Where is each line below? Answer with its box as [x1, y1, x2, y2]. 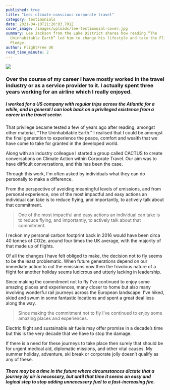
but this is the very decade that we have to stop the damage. [6, 330, 132, 336]
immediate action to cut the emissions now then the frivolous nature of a [6, 264, 156, 270]
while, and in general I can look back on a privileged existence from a [6, 107, 154, 113]
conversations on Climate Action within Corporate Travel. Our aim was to [6, 156, 157, 162]
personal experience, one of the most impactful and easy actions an [6, 191, 147, 198]
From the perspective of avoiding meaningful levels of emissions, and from [6, 186, 161, 192]
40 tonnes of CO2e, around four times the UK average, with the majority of [6, 238, 161, 244]
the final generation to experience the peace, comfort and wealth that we [6, 135, 158, 141]
